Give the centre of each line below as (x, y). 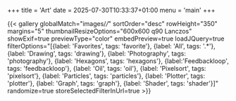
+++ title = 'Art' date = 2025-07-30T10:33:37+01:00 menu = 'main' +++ (111, 10)
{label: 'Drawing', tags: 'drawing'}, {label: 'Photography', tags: (97, 53)
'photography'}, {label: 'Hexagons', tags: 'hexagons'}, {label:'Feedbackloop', (118, 61)
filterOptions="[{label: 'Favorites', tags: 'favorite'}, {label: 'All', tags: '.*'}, (112, 46)
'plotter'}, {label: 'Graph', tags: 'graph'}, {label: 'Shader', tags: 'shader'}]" (113, 83)
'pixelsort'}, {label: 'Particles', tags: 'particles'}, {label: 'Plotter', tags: (106, 76)
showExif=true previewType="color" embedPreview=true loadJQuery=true (116, 39)
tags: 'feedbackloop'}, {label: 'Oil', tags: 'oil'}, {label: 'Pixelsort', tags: (107, 68)
